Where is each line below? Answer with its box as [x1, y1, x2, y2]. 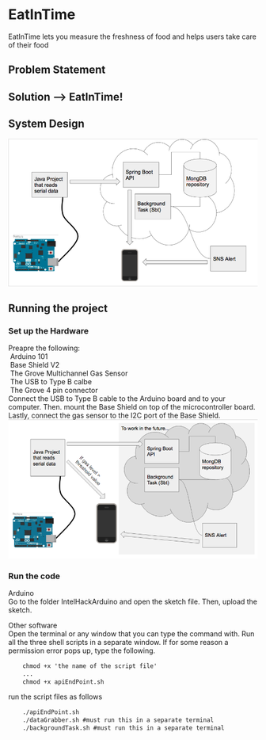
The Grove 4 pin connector [9, 386, 99, 395]
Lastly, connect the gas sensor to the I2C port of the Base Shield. [8, 410, 221, 421]
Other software [8, 620, 58, 631]
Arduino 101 [9, 352, 48, 361]
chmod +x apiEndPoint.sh [22, 678, 104, 686]
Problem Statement [8, 63, 106, 77]
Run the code [8, 570, 61, 582]
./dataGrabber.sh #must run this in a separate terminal [22, 716, 215, 724]
